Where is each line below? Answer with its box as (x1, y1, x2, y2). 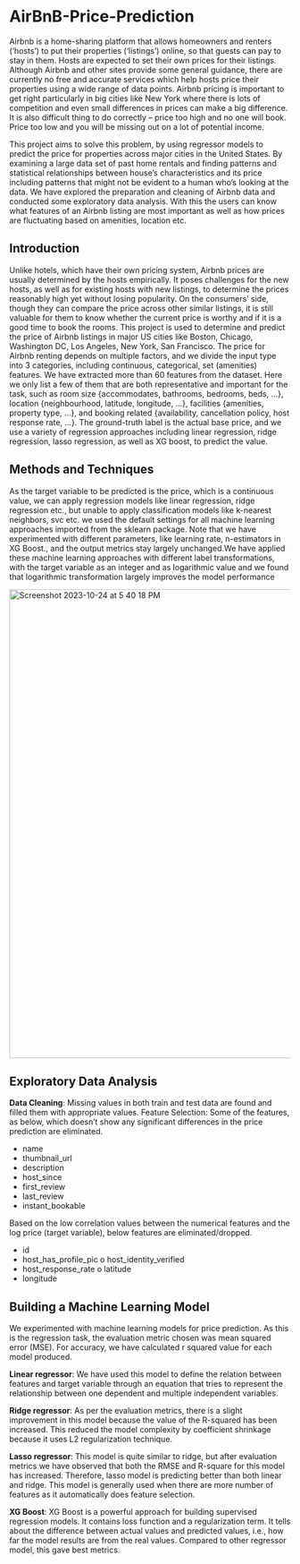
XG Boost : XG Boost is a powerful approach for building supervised (9, 1507, 257, 1517)
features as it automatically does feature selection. (9, 1489, 196, 1500)
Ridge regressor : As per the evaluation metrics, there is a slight (9, 1406, 243, 1416)
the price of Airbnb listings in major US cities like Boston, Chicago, (9, 331, 254, 342)
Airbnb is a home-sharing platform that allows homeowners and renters (9, 36, 272, 47)
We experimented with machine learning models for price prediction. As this (9, 1323, 289, 1334)
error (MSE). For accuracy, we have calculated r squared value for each (9, 1342, 272, 1353)
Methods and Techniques (9, 462, 154, 477)
